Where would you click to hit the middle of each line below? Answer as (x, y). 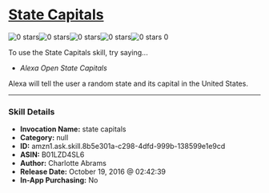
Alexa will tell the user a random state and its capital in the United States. (128, 83)
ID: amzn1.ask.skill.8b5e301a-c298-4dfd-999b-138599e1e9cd (122, 147)
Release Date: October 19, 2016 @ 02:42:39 (93, 172)
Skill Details (32, 111)
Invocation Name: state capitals (73, 129)
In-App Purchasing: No (59, 180)
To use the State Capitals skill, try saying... (78, 52)
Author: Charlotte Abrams (63, 163)
